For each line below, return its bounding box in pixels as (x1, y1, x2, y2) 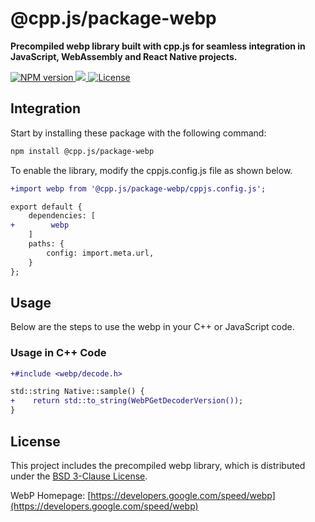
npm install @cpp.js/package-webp (10, 146, 155, 156)
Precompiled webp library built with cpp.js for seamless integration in (10, 40, 306, 52)
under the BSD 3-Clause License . (10, 470, 148, 482)
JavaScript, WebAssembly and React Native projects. (10, 50, 238, 62)
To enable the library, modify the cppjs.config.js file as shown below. (10, 164, 293, 176)
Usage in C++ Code (10, 346, 107, 360)
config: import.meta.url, (46, 248, 155, 258)
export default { (10, 202, 83, 212)
